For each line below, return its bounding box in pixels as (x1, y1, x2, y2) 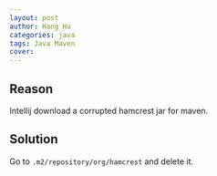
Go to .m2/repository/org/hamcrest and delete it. (9, 156, 194, 167)
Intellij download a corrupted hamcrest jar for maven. (9, 105, 209, 116)
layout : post (9, 13, 59, 23)
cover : (9, 47, 35, 57)
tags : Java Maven (9, 38, 76, 48)
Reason (9, 81, 54, 97)
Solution (9, 131, 58, 147)
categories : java (9, 30, 76, 39)
